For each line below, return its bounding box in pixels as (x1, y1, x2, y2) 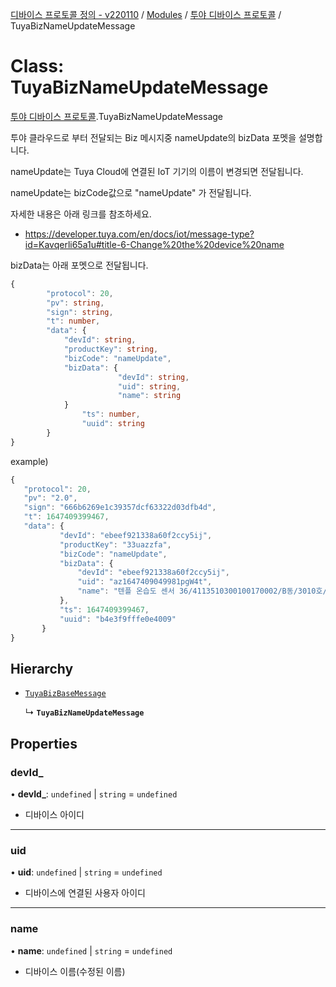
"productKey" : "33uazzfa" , (59, 539, 172, 550)
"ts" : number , (81, 409, 141, 420)
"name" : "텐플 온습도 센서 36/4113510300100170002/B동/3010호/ (77, 586, 328, 597)
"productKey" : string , (63, 344, 159, 355)
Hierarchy (10, 660, 74, 677)
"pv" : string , (46, 298, 105, 308)
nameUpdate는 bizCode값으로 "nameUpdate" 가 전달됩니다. (10, 186, 252, 198)
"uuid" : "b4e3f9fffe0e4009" (59, 614, 177, 624)
